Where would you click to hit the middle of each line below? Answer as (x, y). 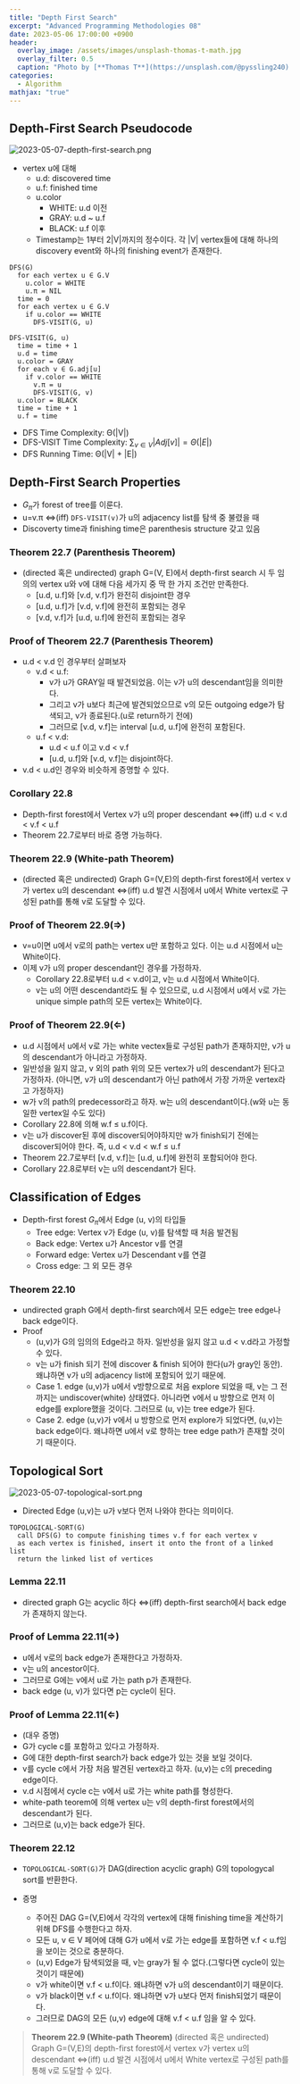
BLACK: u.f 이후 (77, 229)
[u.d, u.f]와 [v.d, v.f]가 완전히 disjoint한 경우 (113, 596)
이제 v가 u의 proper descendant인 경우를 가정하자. (112, 968)
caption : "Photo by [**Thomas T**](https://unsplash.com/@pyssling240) (154, 68)
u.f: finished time (67, 188)
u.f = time (37, 416)
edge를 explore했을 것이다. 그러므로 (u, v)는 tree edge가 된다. (145, 1409)
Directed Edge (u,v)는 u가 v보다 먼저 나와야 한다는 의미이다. (128, 1511)
